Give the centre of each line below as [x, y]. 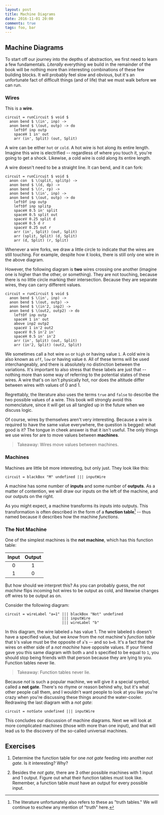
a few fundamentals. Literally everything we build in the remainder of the [78, 64]
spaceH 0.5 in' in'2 [35, 337]
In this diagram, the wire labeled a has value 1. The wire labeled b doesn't [79, 632]
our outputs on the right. [30, 496]
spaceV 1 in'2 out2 [34, 328]
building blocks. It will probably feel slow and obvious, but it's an [70, 75]
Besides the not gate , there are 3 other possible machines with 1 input [82, 773]
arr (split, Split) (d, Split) [46, 236]
